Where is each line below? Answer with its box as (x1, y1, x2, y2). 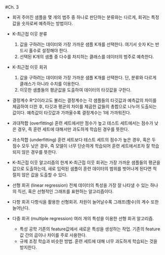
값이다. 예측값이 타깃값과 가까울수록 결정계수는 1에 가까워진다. (12, 110, 132, 115)
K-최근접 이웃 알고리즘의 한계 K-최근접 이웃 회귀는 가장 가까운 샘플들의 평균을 (12, 159, 161, 165)
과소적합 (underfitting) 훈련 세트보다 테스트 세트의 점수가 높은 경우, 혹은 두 (12, 137, 156, 142)
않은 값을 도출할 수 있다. (21, 172, 68, 178)
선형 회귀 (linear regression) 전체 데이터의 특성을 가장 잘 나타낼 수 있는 (12, 182, 149, 188)
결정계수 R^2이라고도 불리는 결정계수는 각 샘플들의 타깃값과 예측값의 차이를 (12, 97, 157, 103)
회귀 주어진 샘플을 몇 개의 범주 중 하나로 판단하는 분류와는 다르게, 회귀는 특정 (12, 14, 160, 20)
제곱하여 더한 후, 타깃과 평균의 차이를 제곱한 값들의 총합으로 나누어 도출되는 (12, 103, 157, 109)
